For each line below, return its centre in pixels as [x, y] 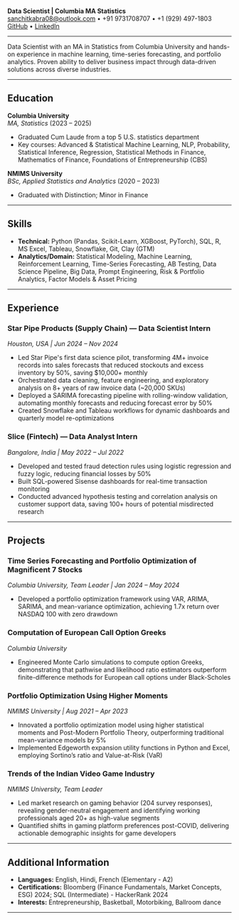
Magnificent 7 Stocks [45, 569]
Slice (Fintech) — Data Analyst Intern [73, 437]
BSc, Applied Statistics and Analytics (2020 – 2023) [84, 181]
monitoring [33, 489]
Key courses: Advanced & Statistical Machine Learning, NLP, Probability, [124, 144]
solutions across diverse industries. [59, 69]
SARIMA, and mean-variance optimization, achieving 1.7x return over [118, 606]
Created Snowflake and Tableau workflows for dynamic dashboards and [123, 410]
